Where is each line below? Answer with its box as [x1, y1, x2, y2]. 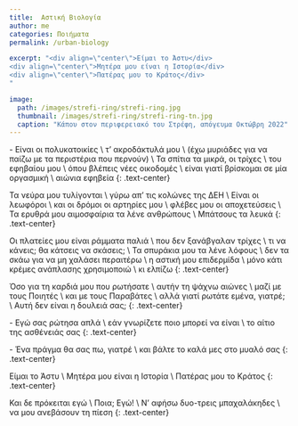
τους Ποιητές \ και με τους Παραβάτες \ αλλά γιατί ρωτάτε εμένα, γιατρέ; [9, 291, 286, 301]
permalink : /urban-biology [9, 37, 109, 47]
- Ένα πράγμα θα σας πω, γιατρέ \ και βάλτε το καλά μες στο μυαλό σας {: [9, 344, 288, 355]
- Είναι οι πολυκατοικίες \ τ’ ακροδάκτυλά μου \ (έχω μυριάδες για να [9, 144, 269, 155]
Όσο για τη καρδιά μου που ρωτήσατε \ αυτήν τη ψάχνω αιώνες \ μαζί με [9, 282, 282, 292]
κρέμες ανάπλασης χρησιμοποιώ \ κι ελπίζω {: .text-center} [9, 264, 230, 274]
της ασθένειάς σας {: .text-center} [9, 327, 137, 338]
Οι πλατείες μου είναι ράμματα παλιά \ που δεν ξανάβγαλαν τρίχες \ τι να [9, 235, 286, 246]
